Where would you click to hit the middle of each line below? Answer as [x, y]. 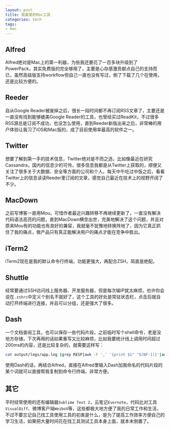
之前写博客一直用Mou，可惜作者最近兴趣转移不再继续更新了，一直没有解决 [83, 213]
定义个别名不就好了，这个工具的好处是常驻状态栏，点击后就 [94, 297]
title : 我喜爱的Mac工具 [28, 15]
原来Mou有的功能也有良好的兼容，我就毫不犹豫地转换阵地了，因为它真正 [81, 226]
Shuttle [17, 277]
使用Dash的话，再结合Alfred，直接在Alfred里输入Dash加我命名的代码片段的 [84, 365]
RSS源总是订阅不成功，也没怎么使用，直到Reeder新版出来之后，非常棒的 [81, 123]
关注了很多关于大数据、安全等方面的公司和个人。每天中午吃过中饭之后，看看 [85, 171]
